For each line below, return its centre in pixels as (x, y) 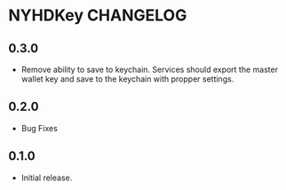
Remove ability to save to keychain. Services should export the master (150, 69)
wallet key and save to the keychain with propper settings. (127, 79)
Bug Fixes (40, 128)
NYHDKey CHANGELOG (98, 16)
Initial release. (47, 178)
